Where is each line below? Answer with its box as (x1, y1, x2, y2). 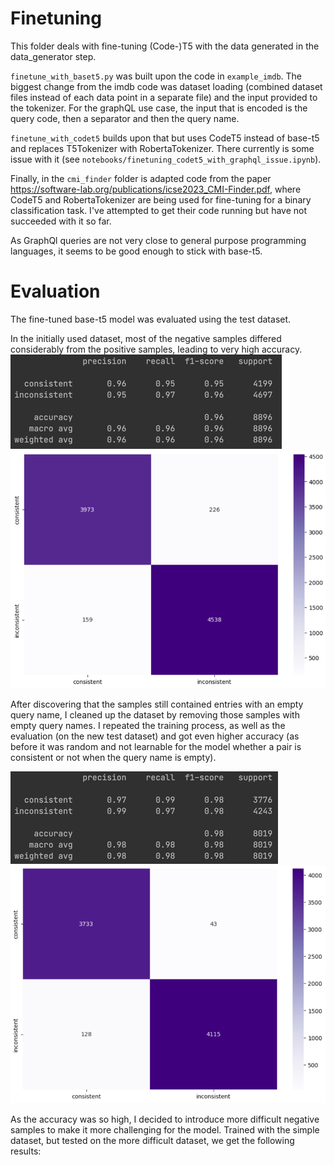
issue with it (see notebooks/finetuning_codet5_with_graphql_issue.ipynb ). (10, 153, 322, 165)
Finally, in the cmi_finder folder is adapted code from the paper (10, 172, 272, 184)
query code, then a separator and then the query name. (10, 112, 240, 124)
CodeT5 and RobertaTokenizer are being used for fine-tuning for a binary (10, 193, 312, 206)
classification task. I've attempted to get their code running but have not (10, 204, 308, 216)
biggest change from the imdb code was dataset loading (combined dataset (10, 80, 323, 92)
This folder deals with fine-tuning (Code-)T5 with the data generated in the (10, 40, 320, 52)
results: (10, 1145, 42, 1157)
